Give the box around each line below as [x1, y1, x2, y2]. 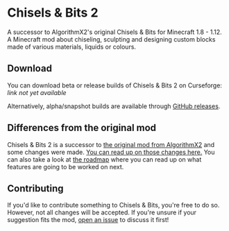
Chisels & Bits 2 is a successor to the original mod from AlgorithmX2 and [7, 140, 215, 148]
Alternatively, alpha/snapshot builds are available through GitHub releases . [7, 102, 221, 110]
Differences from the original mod [7, 122, 157, 134]
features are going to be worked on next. [7, 162, 124, 171]
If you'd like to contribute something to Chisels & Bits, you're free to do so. [7, 201, 220, 209]
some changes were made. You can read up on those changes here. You [7, 148, 215, 156]
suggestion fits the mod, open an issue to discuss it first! [7, 216, 169, 224]
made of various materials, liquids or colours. [7, 42, 137, 51]
